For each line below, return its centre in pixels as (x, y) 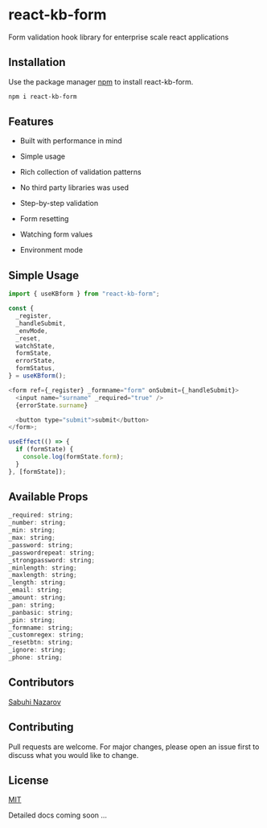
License (29, 780)
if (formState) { (45, 449)
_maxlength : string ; (43, 575)
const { (21, 309)
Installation (37, 62)
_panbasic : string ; (41, 612)
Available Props (48, 497)
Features (31, 122)
